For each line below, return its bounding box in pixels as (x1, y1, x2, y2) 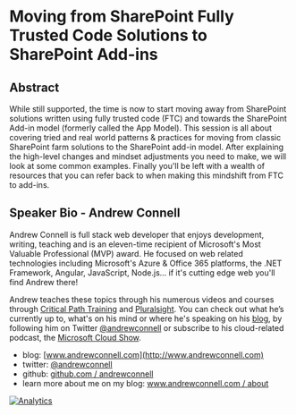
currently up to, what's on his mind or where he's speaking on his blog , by (9, 313, 283, 324)
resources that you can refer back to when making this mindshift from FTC (9, 170, 284, 181)
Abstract (9, 80, 60, 95)
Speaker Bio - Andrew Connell (9, 206, 181, 221)
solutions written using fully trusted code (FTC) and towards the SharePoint (9, 114, 288, 123)
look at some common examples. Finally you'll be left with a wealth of (9, 161, 266, 171)
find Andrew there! (9, 276, 79, 287)
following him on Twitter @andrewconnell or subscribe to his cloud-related (9, 322, 284, 333)
